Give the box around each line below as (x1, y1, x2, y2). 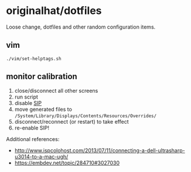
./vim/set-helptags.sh (6, 55, 62, 62)
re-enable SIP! (14, 124, 50, 131)
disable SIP (14, 99, 42, 106)
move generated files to (14, 106, 72, 113)
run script (14, 93, 38, 100)
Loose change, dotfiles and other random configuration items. (6, 23, 156, 30)
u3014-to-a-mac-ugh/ (14, 153, 69, 160)
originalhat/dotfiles (6, 4, 102, 17)
